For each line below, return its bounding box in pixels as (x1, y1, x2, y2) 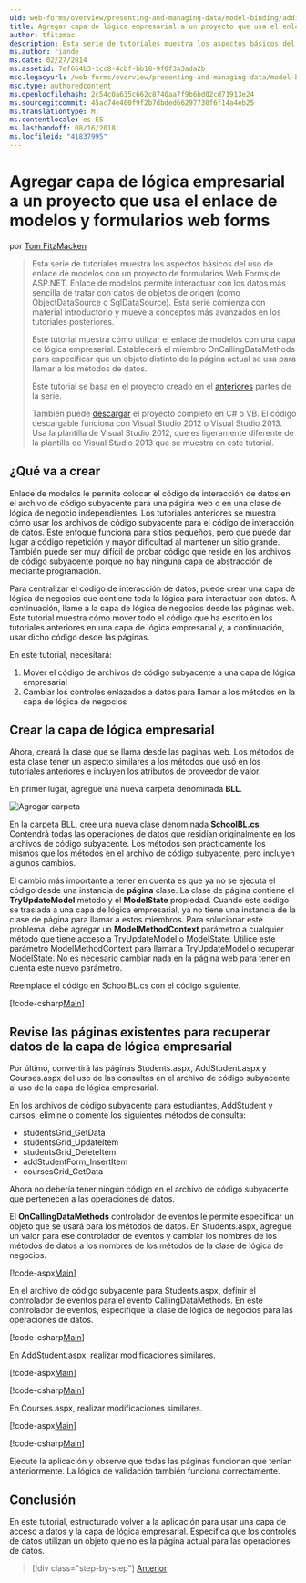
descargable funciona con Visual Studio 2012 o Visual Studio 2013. (31, 417, 283, 429)
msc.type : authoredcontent (9, 81, 112, 90)
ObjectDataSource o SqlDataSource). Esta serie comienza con (31, 297, 266, 307)
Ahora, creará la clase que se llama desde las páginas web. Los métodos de (9, 746, 294, 757)
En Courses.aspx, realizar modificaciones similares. (9, 1402, 203, 1414)
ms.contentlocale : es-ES (9, 115, 104, 124)
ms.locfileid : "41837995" (9, 132, 107, 141)
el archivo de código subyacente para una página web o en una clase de (9, 497, 282, 508)
